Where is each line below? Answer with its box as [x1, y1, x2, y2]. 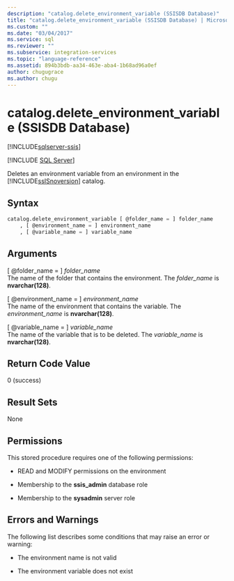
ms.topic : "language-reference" [7, 56, 101, 63]
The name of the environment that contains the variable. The [7, 302, 182, 310]
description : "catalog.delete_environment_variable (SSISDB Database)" [7, 10, 219, 17]
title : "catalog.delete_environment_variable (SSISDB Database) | [7, 17, 204, 24]
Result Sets [7, 396, 58, 408]
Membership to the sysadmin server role [17, 494, 136, 502]
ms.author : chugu [7, 74, 58, 82]
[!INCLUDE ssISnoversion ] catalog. [7, 177, 106, 185]
